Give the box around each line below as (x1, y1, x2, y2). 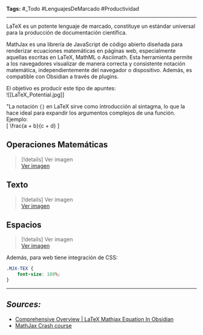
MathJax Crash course (14, 322, 72, 329)
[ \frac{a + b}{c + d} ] (6, 122, 60, 129)
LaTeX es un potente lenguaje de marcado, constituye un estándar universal (6, 22, 195, 30)
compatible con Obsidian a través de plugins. (6, 73, 119, 80)
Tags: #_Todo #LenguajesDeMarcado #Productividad (6, 5, 140, 12)
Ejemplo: (6, 116, 28, 123)
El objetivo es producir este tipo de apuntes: (6, 85, 116, 91)
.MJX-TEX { (6, 266, 34, 272)
